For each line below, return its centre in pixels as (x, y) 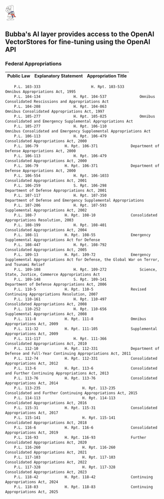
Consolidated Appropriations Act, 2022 (46, 462)
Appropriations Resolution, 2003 (39, 220)
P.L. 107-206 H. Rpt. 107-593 (60, 205)
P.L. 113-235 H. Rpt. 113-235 (65, 388)
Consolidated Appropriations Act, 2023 (46, 472)
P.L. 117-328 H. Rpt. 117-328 (65, 467)
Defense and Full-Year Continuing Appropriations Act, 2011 (68, 353)
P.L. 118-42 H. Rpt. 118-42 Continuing (83, 477)
